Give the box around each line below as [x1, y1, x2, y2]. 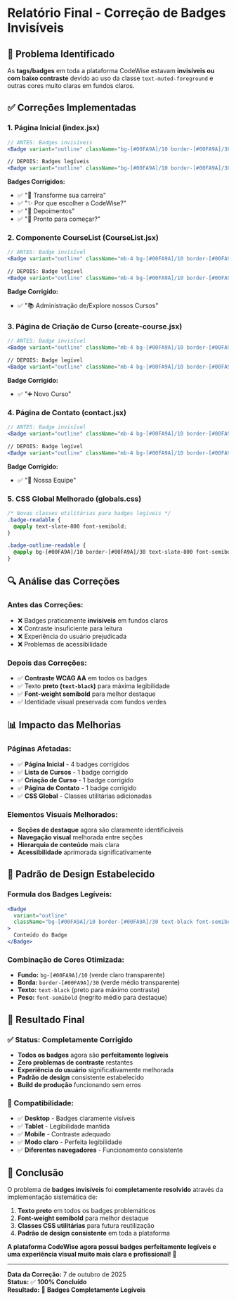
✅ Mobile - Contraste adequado [17, 1130, 111, 1138]
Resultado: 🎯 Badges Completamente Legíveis [7, 1286, 146, 1294]
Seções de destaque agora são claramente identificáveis [17, 825, 184, 834]
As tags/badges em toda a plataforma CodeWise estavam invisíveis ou [7, 67, 215, 75]
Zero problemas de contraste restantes [17, 1058, 133, 1067]
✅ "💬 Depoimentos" [17, 207, 75, 215]
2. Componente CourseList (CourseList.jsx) [7, 233, 159, 243]
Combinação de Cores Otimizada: [7, 955, 125, 965]
